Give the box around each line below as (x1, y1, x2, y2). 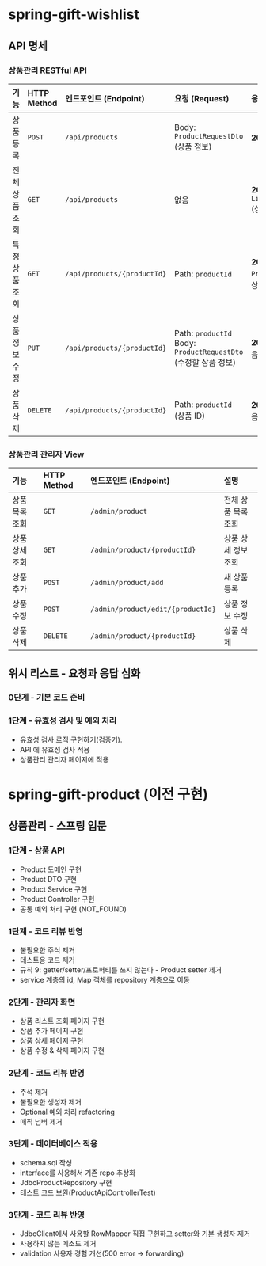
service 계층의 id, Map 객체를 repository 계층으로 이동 (19, 975, 190, 984)
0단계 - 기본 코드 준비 (8, 692, 85, 703)
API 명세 (8, 39, 47, 52)
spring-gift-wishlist (8, 6, 140, 24)
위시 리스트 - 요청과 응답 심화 (8, 667, 141, 680)
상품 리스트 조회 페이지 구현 (19, 1016, 105, 1026)
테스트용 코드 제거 (19, 955, 75, 964)
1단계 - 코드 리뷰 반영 (8, 926, 83, 937)
